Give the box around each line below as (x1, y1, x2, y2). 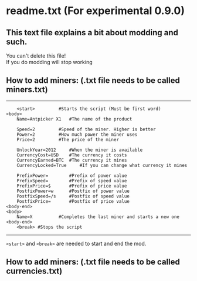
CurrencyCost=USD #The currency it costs (16, 152, 127, 158)
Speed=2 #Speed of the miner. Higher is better (16, 126, 157, 132)
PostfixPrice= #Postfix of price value (16, 198, 130, 204)
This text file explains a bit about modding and (6, 28, 179, 38)
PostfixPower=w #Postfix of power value (16, 188, 130, 194)
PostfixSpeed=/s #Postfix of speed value (16, 193, 130, 199)
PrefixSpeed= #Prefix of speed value (16, 178, 127, 183)
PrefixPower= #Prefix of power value (16, 172, 127, 179)
